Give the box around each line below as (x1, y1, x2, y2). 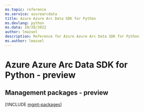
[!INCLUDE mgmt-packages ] (5, 101, 62, 107)
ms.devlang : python (5, 20, 44, 26)
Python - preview (5, 70, 76, 80)
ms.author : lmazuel (5, 39, 44, 43)
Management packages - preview (5, 89, 109, 97)
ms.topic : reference (5, 7, 47, 12)
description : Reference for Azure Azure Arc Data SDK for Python (5, 34, 139, 39)
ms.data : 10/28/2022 (5, 25, 47, 30)
